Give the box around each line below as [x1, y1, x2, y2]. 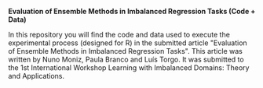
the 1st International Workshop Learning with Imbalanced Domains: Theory [8, 63, 250, 72]
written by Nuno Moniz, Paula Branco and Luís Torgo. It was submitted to [8, 55, 245, 64]
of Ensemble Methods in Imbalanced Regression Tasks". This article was [8, 47, 243, 55]
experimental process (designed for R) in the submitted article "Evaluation [8, 38, 247, 48]
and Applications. [8, 72, 65, 80]
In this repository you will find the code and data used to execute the [8, 30, 230, 39]
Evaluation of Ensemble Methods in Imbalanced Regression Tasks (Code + [8, 7, 256, 16]
